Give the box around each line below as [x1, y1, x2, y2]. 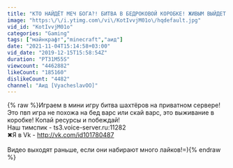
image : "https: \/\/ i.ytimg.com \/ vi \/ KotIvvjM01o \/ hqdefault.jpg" [7, 17, 201, 24]
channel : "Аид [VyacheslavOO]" [7, 82, 98, 89]
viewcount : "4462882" [7, 62, 70, 69]
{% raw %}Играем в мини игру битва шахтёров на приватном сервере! [7, 101, 221, 109]
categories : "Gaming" [7, 29, 70, 37]
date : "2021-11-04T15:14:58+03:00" [7, 43, 111, 50]
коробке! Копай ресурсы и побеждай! [7, 116, 121, 125]
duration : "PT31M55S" [7, 56, 70, 63]
